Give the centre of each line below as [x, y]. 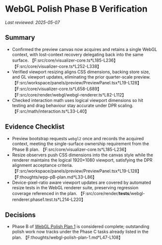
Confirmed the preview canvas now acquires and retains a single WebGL [84, 49]
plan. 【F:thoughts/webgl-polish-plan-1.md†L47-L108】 [67, 237]
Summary [20, 38]
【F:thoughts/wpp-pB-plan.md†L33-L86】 [54, 177]
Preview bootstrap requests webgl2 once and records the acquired [78, 138]
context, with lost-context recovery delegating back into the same [78, 54]
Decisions [20, 215]
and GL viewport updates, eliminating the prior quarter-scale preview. [81, 77]
